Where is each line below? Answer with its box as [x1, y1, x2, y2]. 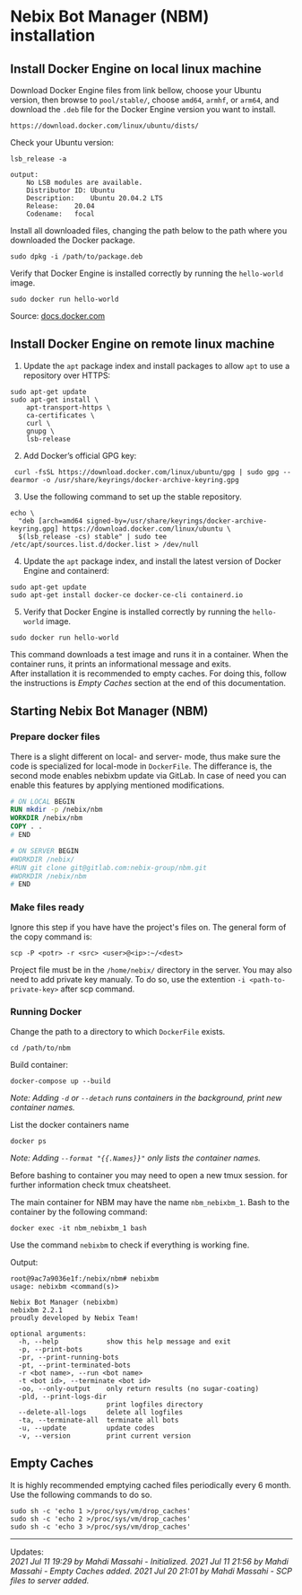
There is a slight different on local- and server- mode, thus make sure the [10, 751, 281, 762]
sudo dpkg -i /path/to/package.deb [10, 252, 143, 261]
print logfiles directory [106, 1399, 203, 1409]
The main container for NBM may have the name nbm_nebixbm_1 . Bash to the [10, 1196, 290, 1207]
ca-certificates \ [26, 410, 95, 419]
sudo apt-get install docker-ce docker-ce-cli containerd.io [10, 590, 244, 599]
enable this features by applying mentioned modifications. [10, 780, 225, 790]
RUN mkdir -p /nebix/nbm [10, 806, 103, 815]
